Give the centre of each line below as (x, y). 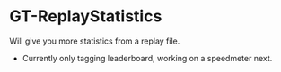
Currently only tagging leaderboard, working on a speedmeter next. (147, 58)
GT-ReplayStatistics (86, 16)
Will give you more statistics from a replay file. (95, 41)
